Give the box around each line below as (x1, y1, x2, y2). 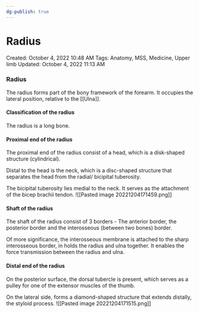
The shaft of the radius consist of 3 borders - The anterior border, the (6, 218, 177, 225)
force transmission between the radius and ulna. (6, 249, 125, 256)
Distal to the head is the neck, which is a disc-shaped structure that (6, 167, 172, 174)
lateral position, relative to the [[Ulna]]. (6, 95, 101, 102)
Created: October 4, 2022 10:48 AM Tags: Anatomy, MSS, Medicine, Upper (6, 54, 191, 61)
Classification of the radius (6, 109, 75, 116)
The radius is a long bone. (6, 122, 70, 129)
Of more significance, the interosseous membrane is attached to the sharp (6, 236, 189, 243)
